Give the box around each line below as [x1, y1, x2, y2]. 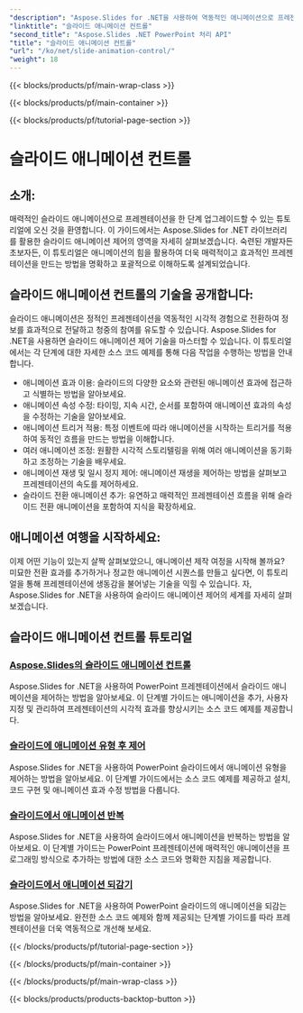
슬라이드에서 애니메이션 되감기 [9, 878, 133, 890]
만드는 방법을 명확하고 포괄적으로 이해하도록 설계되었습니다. [40, 259, 251, 269]
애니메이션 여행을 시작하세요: [9, 530, 161, 545]
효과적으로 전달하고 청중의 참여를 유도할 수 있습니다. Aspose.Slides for [25, 324, 277, 334]
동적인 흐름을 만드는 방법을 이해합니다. [39, 433, 175, 444]
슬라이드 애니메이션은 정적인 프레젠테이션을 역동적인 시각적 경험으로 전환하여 [9, 313, 280, 324]
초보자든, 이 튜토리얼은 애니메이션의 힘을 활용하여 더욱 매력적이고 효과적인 [9, 247, 270, 258]
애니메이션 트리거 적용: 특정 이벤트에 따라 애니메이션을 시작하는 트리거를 [22, 422, 276, 433]
